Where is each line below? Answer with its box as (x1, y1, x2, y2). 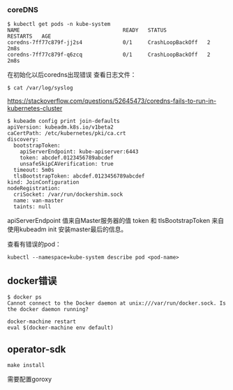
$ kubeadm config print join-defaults (7, 117, 120, 125)
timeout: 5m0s (13, 166, 54, 174)
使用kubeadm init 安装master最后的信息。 (7, 225, 128, 233)
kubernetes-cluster (7, 104, 63, 113)
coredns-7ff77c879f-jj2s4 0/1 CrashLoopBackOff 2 (7, 39, 211, 46)
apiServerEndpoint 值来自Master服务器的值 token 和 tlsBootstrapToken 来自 (7, 217, 225, 225)
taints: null (13, 203, 52, 210)
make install (7, 361, 45, 368)
